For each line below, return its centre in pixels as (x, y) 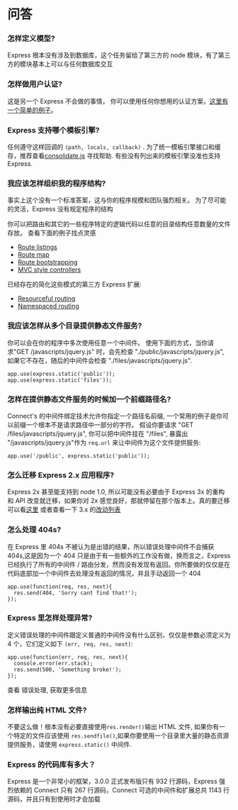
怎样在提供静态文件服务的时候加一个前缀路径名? (89, 399)
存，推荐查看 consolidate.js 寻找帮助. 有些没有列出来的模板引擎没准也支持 (114, 156)
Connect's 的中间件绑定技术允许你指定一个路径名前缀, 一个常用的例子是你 (115, 416)
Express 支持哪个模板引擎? (53, 130)
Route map (33, 255)
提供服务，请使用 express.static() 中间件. (70, 745)
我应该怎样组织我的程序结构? (57, 183)
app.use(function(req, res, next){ (60, 587)
